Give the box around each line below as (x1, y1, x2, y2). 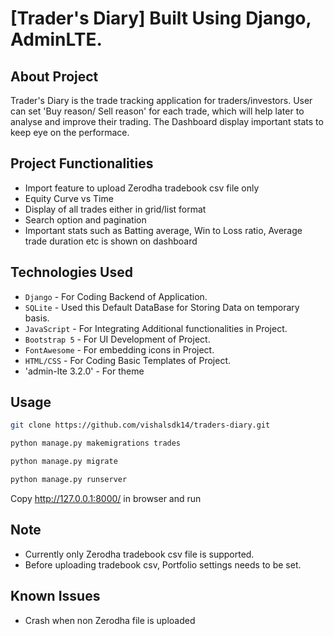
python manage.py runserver (10, 475, 128, 485)
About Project (10, 68, 99, 85)
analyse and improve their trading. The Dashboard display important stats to (10, 116, 324, 127)
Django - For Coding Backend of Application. (24, 290, 208, 302)
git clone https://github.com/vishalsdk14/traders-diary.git (10, 420, 271, 431)
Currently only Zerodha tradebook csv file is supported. (24, 548, 255, 560)
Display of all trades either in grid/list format (24, 203, 207, 215)
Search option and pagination (24, 213, 147, 226)
